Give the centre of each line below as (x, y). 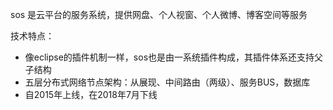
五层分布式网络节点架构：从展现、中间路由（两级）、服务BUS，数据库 (167, 82)
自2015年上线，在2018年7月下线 (91, 94)
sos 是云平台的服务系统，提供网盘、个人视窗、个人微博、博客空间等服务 (159, 14)
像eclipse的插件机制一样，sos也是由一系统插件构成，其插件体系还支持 (169, 57)
